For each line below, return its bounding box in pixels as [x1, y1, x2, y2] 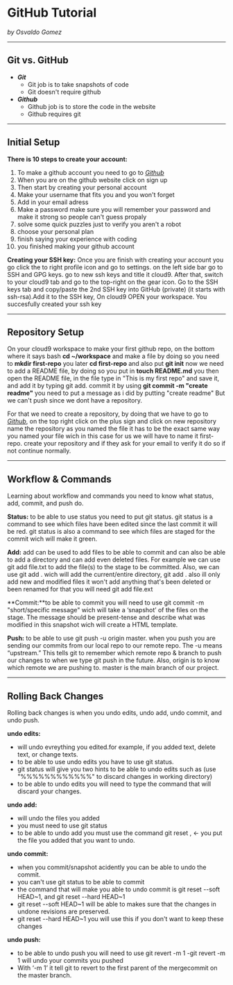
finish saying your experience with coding [17, 235, 137, 243]
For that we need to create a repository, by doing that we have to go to [7, 410, 209, 418]
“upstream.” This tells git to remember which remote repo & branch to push [7, 649, 222, 657]
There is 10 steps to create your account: [7, 155, 128, 163]
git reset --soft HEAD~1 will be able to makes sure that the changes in [17, 900, 216, 908]
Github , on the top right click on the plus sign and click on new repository [7, 417, 217, 426]
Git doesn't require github [27, 87, 101, 96]
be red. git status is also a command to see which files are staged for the [7, 528, 215, 536]
